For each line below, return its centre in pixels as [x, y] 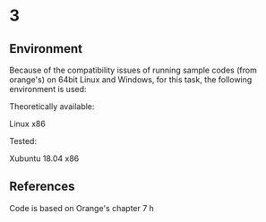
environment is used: [48, 89]
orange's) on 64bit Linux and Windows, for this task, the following [131, 80]
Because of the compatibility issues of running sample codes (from [133, 70]
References [42, 187]
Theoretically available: [52, 107]
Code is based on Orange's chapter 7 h [82, 208]
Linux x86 [28, 124]
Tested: [23, 141]
